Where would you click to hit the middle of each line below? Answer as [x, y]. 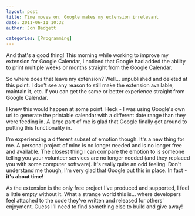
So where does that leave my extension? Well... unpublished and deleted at [97, 79]
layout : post [22, 11]
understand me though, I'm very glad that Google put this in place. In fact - [97, 170]
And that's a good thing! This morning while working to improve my [88, 55]
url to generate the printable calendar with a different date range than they [96, 116]
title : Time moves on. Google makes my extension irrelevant [83, 17]
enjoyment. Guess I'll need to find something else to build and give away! [95, 207]
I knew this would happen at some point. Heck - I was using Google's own [95, 109]
